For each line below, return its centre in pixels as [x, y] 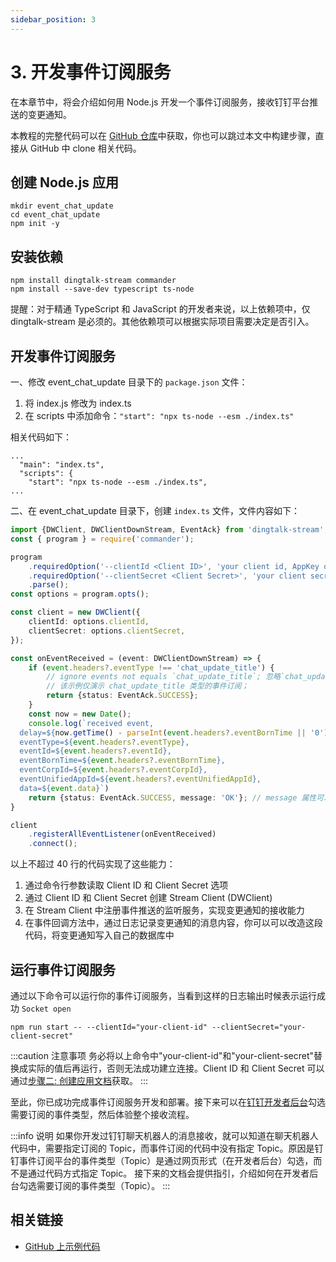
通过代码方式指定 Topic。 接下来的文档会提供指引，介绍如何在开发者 [168, 1173]
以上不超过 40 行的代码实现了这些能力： [93, 864]
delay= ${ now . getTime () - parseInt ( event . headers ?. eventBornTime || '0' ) [174, 732]
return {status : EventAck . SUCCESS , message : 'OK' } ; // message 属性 [172, 797]
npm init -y [35, 224]
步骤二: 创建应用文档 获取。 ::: [88, 1080]
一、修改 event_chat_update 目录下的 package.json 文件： [129, 382]
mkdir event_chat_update [62, 206]
